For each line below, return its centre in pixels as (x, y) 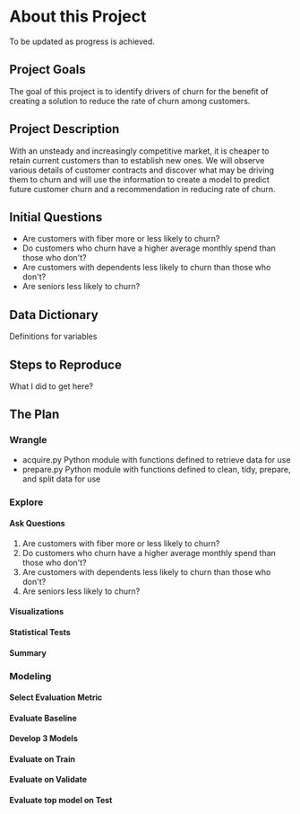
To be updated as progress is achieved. (82, 41)
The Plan (34, 415)
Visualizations (37, 612)
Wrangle (28, 440)
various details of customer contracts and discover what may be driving (142, 170)
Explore (26, 502)
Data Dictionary (54, 315)
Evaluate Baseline (43, 718)
